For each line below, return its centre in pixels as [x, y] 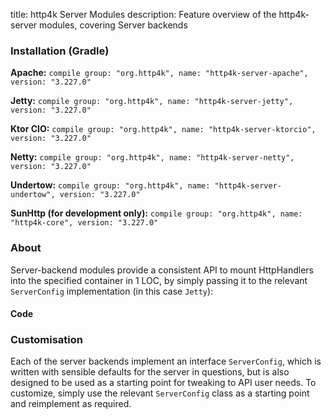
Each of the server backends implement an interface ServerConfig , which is [166, 361]
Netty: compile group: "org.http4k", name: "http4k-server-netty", [152, 157]
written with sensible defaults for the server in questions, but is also [150, 372]
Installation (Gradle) [60, 51]
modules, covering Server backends [113, 25]
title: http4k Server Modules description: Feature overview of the [143, 14]
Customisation [46, 340]
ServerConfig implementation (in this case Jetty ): [112, 291]
